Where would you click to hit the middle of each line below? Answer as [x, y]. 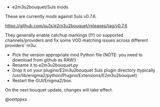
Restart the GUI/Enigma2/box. [42, 80]
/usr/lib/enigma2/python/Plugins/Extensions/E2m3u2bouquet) [75, 75]
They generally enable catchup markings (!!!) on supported [64, 35]
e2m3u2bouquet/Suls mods [40, 7]
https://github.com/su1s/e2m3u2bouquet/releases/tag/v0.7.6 [66, 26]
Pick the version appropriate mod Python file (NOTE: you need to [77, 55]
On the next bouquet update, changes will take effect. [59, 90]
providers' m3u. [21, 45]
